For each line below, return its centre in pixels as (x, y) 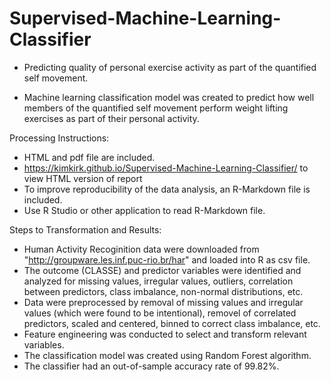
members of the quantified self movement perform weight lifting (156, 108)
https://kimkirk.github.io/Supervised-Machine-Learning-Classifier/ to (166, 168)
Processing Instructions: (59, 138)
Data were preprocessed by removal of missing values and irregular (163, 302)
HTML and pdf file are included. (89, 157)
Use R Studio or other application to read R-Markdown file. (144, 210)
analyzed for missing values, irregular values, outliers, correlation (158, 281)
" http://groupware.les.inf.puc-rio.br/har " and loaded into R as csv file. (167, 259)
